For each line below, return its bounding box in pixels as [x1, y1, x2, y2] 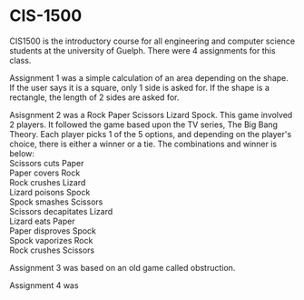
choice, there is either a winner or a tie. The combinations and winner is [9, 138, 278, 149]
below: [9, 147, 34, 159]
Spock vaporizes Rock [9, 235, 93, 245]
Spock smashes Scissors [9, 196, 103, 207]
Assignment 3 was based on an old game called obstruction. [9, 262, 236, 273]
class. [9, 55, 32, 65]
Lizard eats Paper [9, 215, 75, 226]
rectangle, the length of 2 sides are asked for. [9, 92, 180, 103]
